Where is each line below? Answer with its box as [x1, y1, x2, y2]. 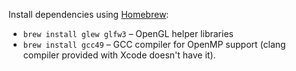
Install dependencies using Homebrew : [8, 9, 170, 20]
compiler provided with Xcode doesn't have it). [22, 49, 216, 61]
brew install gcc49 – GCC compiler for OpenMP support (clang [22, 39, 286, 50]
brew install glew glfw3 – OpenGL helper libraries [22, 28, 234, 39]
